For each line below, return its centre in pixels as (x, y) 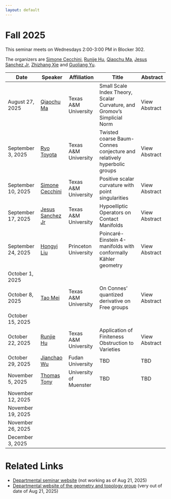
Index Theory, (116, 92)
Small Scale (113, 86)
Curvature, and (117, 105)
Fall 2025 (25, 35)
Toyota (49, 154)
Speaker (52, 77)
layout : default (22, 10)
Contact (109, 218)
